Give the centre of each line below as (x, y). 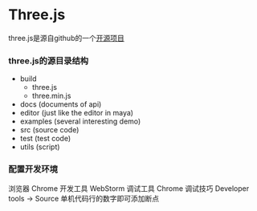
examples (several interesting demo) (80, 121)
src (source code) (49, 130)
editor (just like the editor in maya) (77, 113)
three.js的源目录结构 (49, 60)
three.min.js (51, 96)
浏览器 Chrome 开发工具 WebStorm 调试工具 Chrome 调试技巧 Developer (129, 188)
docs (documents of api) (61, 104)
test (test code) (45, 139)
